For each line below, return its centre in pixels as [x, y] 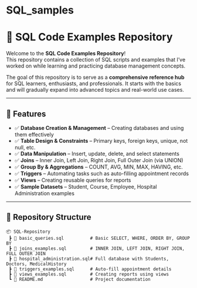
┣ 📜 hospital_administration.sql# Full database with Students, [89, 259]
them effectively [34, 134]
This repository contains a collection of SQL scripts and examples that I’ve [96, 60]
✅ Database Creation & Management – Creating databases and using [99, 128]
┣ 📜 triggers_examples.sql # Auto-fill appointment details [90, 269]
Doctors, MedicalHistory [36, 264]
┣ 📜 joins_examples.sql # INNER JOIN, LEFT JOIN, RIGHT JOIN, [96, 248]
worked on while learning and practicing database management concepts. [96, 66]
